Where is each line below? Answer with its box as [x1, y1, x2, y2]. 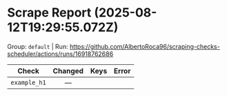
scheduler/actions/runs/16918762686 [7, 50, 114, 58]
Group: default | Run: [7, 42, 68, 50]
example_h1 [10, 78, 46, 86]
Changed [52, 66, 84, 75]
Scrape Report [7, 5, 92, 21]
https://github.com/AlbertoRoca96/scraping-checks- [69, 42, 220, 50]
